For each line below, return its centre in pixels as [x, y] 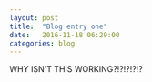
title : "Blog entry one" [58, 26]
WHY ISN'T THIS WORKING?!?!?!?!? [76, 69]
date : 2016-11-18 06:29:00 [65, 35]
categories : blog [42, 43]
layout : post [34, 18]
